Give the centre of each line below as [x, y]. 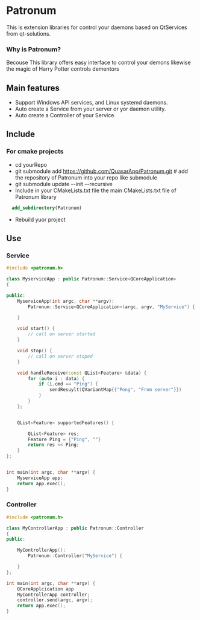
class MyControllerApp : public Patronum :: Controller [75, 528]
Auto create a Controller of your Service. [65, 115]
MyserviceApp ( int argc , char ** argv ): [66, 301]
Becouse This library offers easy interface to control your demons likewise [98, 63]
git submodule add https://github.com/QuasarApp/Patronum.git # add [102, 171]
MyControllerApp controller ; [54, 595]
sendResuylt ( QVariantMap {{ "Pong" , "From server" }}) [115, 390]
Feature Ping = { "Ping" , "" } [64, 439]
